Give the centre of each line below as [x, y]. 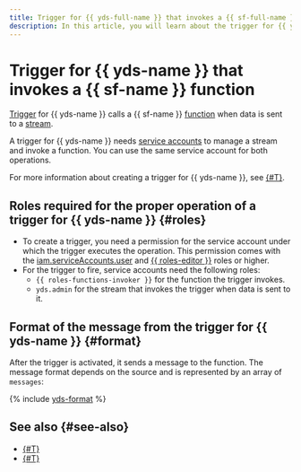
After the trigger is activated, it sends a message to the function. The [137, 363]
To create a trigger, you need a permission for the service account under [156, 241]
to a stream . [31, 124]
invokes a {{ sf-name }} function [132, 89]
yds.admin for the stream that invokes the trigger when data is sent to [163, 289]
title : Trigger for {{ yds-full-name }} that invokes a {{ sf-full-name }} [154, 17]
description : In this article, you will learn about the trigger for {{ [148, 26]
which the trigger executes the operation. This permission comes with [151, 251]
